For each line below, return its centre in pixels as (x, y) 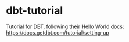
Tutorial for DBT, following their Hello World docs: (65, 26)
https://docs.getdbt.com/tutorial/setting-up (58, 32)
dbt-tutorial (34, 11)
